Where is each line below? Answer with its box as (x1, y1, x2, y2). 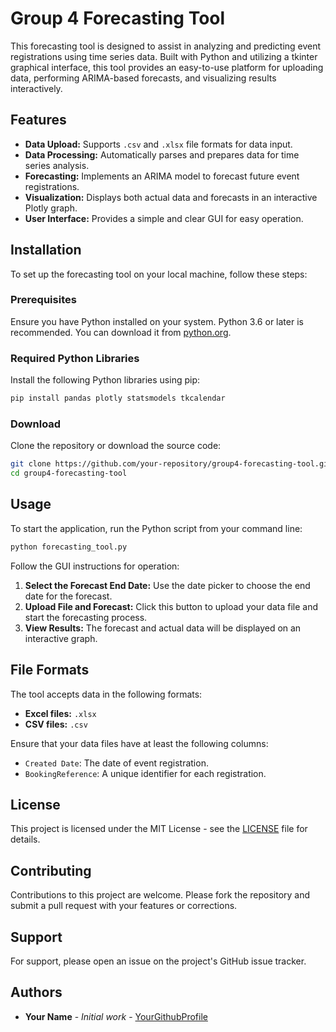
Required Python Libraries (10, 351, 140, 365)
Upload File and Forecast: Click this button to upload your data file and (24, 600, 319, 612)
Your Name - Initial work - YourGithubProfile (24, 1010, 208, 1022)
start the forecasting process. (24, 611, 148, 623)
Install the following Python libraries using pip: (10, 374, 201, 386)
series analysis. (24, 159, 90, 171)
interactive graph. (24, 632, 98, 644)
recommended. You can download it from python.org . (10, 326, 232, 338)
